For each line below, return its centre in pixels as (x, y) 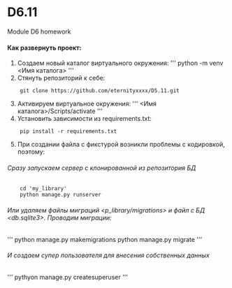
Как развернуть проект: (44, 48)
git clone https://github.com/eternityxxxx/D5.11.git (100, 91)
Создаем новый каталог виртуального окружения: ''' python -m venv (120, 63)
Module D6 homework (39, 31)
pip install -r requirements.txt (68, 131)
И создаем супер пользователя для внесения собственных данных (108, 255)
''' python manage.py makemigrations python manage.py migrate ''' (105, 239)
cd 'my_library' (44, 189)
